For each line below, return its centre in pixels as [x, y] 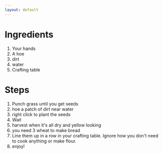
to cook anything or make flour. [44, 141]
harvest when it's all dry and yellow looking [56, 125]
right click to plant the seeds [41, 114]
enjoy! [18, 146]
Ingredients [29, 34]
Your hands [24, 48]
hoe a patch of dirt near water [42, 109]
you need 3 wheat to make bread [46, 130]
